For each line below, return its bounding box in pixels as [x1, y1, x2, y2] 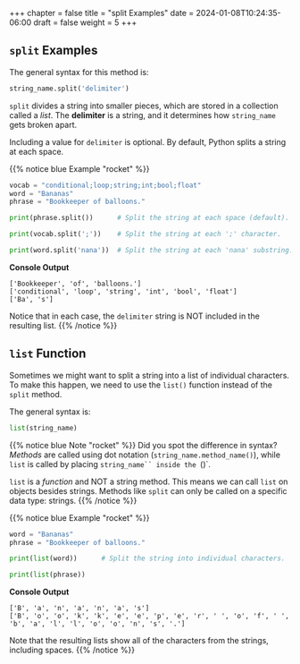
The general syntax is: [9, 406, 91, 417]
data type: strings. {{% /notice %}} [9, 495, 137, 506]
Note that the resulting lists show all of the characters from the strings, [9, 635, 270, 646]
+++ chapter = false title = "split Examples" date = [9, 8, 195, 18]
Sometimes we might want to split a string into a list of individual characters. [9, 370, 290, 380]
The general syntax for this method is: [9, 66, 149, 77]
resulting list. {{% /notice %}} [9, 319, 118, 330]
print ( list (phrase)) [9, 570, 87, 580]
